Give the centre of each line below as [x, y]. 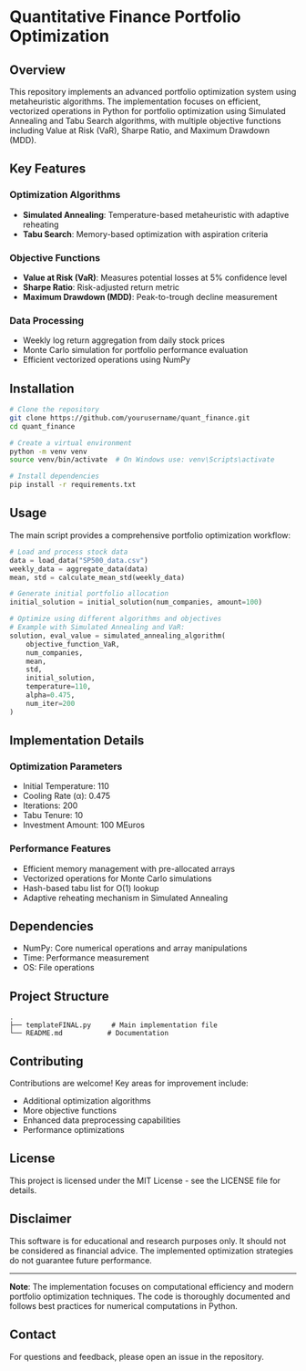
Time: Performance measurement [86, 958]
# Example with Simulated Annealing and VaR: [97, 628]
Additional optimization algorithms [87, 1101]
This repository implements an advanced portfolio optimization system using [153, 92]
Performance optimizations [73, 1130]
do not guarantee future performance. [81, 1260]
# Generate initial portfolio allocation [89, 594]
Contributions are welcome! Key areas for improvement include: [129, 1084]
